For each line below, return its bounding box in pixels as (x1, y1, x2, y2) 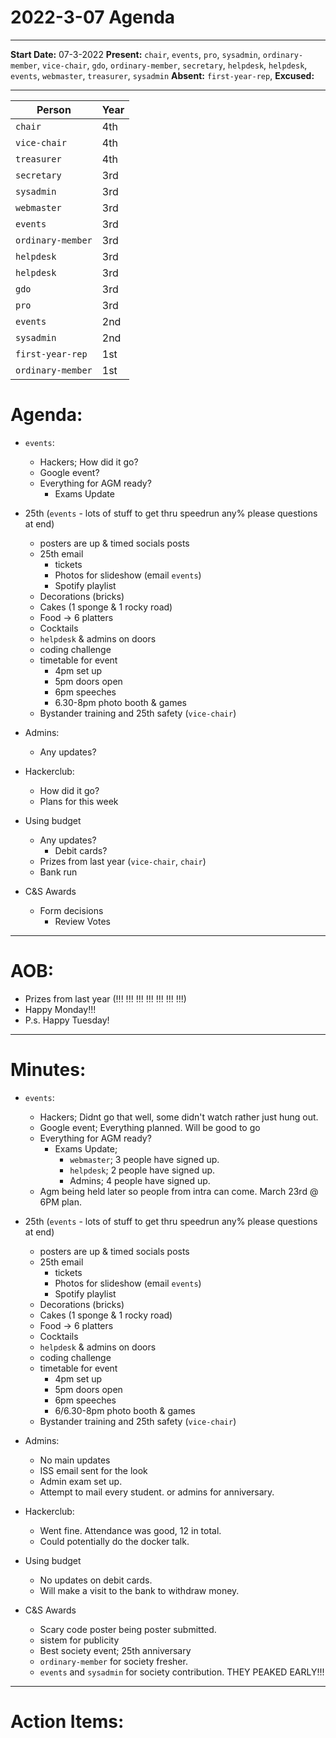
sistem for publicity (39, 1634, 120, 1646)
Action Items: (10, 1710, 125, 1733)
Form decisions (39, 904, 104, 916)
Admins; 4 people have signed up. (69, 1174, 211, 1186)
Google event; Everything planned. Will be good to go (39, 1121, 261, 1133)
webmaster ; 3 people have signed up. (69, 1153, 220, 1165)
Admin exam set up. (39, 1475, 123, 1487)
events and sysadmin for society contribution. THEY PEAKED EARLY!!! (39, 1666, 325, 1678)
